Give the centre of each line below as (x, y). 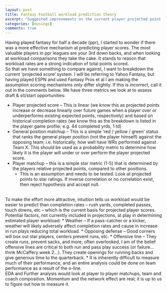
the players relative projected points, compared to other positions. (80, 169)
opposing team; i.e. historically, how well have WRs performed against (84, 142)
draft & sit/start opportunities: (35, 96)
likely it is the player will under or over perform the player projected (81, 153)
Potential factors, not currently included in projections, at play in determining (83, 215)
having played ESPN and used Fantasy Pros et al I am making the (72, 80)
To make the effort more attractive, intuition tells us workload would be (78, 199)
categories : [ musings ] (29, 24)
